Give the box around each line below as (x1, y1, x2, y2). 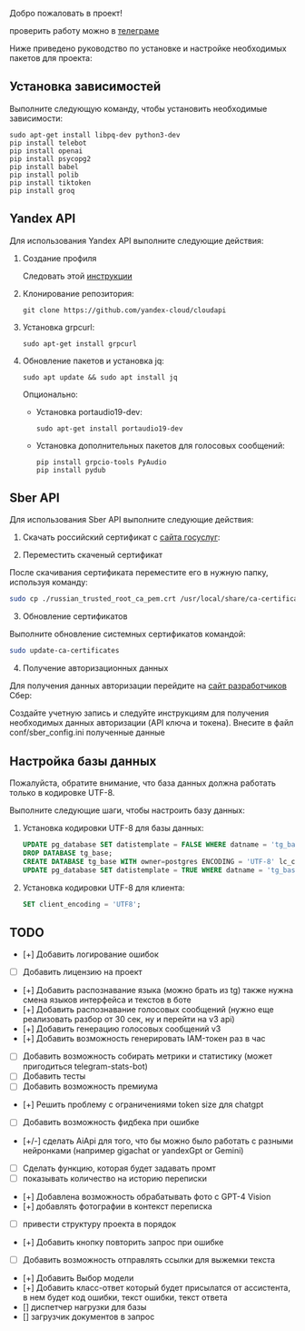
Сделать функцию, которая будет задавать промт (22, 1163, 216, 1174)
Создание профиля (22, 252, 97, 263)
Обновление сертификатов (22, 611, 128, 622)
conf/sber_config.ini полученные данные (9, 727, 165, 738)
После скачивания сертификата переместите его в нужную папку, (9, 567, 269, 578)
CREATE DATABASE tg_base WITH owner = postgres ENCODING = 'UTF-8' (22, 857, 275, 866)
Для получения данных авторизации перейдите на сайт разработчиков (9, 680, 288, 691)
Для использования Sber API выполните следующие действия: (9, 514, 254, 525)
